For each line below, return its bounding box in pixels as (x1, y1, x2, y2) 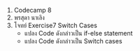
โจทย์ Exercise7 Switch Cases (13, 21, 98, 29)
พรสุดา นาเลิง (13, 13, 45, 22)
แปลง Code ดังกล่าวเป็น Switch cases (24, 37, 122, 45)
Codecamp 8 (13, 6, 52, 14)
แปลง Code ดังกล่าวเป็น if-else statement (24, 29, 133, 37)
